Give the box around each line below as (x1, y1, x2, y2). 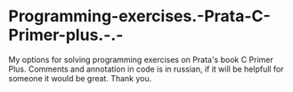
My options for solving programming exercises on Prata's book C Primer (8, 54, 273, 65)
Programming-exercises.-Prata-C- (8, 6, 271, 27)
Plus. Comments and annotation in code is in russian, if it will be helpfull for (8, 64, 284, 74)
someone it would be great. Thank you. (8, 73, 152, 83)
